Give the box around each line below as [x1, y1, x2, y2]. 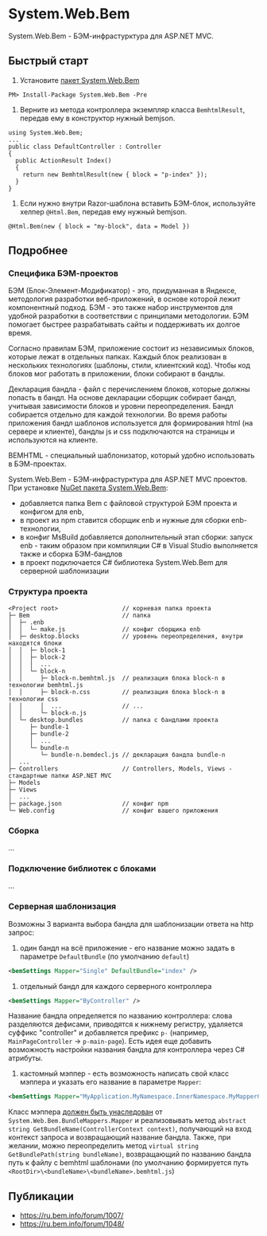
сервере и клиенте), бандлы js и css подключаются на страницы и [8, 427, 235, 437]
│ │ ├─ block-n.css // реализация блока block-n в [8, 688, 226, 696]
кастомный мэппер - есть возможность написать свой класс [19, 1069, 230, 1078]
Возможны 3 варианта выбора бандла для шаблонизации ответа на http [8, 919, 254, 928]
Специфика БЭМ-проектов [8, 268, 119, 279]
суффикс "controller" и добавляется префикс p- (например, [8, 1028, 209, 1038]
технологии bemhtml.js [8, 681, 83, 689]
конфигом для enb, [19, 507, 84, 516]
